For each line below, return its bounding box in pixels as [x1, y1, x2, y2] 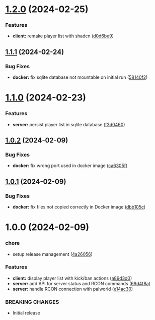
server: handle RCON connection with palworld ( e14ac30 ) [12, 286, 133, 292]
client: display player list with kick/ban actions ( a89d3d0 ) [12, 275, 132, 281]
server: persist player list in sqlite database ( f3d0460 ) [12, 121, 125, 127]
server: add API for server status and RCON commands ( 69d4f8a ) [12, 280, 151, 286]
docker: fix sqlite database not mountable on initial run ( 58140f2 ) [12, 74, 148, 80]
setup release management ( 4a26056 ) [12, 251, 93, 257]
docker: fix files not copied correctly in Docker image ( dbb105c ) [12, 204, 146, 210]
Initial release [12, 310, 40, 316]
